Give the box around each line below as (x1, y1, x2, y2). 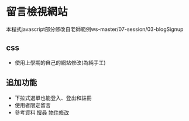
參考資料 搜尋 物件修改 (14, 109, 69, 116)
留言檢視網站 (6, 5, 68, 19)
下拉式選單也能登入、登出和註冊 (14, 94, 92, 101)
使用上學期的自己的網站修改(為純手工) (14, 59, 106, 66)
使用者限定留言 (14, 101, 51, 108)
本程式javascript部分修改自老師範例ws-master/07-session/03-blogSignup (6, 26, 184, 33)
